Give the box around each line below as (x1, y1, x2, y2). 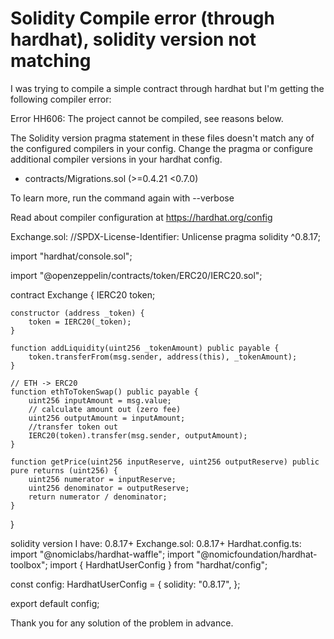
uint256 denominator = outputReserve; (28, 483, 190, 493)
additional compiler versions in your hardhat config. (10, 153, 223, 165)
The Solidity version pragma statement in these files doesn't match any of (10, 132, 315, 144)
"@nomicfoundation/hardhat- (196, 548, 318, 560)
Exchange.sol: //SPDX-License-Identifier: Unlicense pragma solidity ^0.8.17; (10, 230, 321, 242)
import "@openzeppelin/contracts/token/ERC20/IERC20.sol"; (10, 269, 263, 281)
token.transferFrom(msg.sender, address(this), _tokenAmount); (28, 352, 298, 362)
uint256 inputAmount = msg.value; (28, 395, 172, 406)
